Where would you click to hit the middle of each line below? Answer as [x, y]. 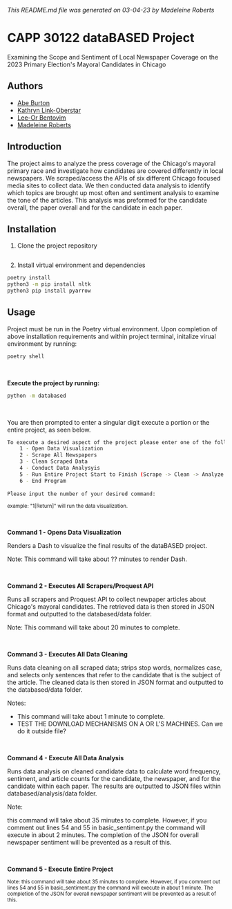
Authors [25, 86]
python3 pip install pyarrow [49, 291]
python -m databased [37, 396]
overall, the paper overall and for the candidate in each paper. [95, 208]
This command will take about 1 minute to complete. [91, 717]
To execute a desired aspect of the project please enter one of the [109, 442]
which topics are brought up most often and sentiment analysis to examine [113, 192]
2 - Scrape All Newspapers [58, 455]
